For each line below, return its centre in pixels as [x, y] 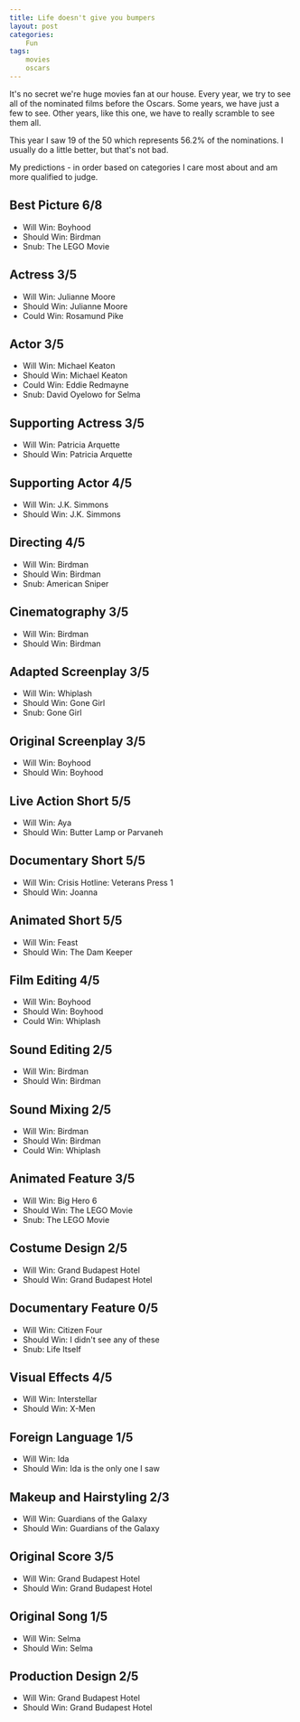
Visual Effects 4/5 [61, 1377]
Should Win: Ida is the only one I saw [91, 1469]
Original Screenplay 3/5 [78, 741]
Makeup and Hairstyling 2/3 [89, 1497]
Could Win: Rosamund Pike [73, 315]
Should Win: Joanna [60, 892]
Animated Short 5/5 [66, 921]
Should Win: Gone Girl [64, 703]
